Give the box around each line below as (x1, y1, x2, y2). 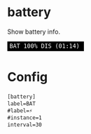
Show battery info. (7, 27, 61, 36)
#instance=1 (7, 114, 42, 121)
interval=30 (7, 121, 42, 128)
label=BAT (7, 100, 36, 107)
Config (7, 69, 48, 85)
